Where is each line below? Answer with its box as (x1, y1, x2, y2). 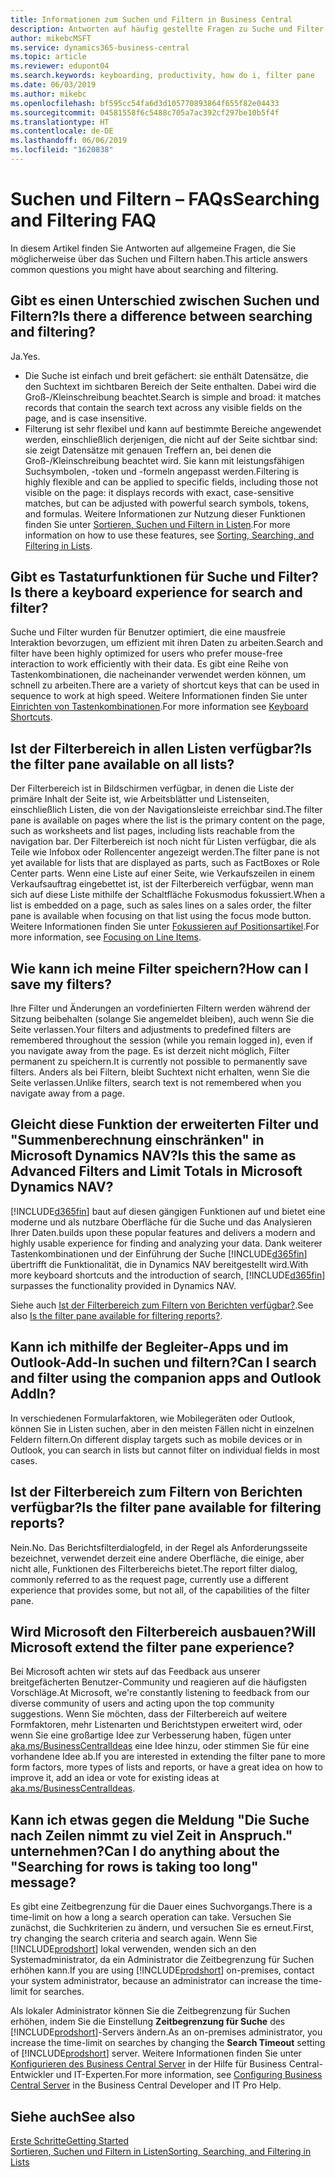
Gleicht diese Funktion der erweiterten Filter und (10, 1116, 319, 1133)
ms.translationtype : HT (10, 117, 110, 127)
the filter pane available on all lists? (10, 756, 235, 773)
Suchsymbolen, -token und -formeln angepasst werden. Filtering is (24, 465, 300, 477)
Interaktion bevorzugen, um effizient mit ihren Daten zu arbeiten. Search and (10, 637, 324, 649)
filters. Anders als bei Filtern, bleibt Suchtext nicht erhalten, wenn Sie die (10, 1066, 310, 1078)
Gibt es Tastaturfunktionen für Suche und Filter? (10, 569, 319, 586)
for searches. (29, 1986, 85, 1998)
